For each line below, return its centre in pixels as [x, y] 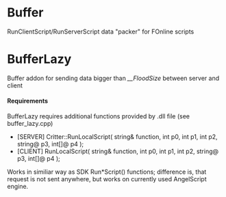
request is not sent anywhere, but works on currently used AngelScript [107, 179]
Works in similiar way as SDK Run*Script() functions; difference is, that [107, 172]
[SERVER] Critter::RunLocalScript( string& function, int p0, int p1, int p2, [117, 137]
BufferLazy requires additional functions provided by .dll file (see [99, 116]
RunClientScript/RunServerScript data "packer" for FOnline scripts [101, 31]
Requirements [28, 101]
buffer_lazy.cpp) [30, 124]
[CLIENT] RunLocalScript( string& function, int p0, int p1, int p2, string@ [118, 151]
